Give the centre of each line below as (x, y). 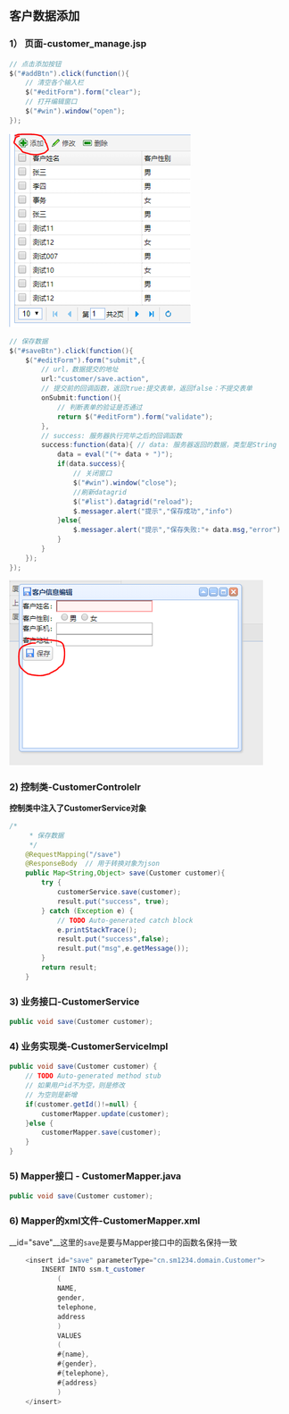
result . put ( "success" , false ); (113, 939)
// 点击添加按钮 (35, 64)
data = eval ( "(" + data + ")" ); (115, 454)
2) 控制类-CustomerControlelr (75, 787)
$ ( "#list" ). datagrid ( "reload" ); (133, 502)
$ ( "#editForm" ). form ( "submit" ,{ (85, 360)
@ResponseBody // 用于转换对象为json (93, 864)
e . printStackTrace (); (97, 930)
